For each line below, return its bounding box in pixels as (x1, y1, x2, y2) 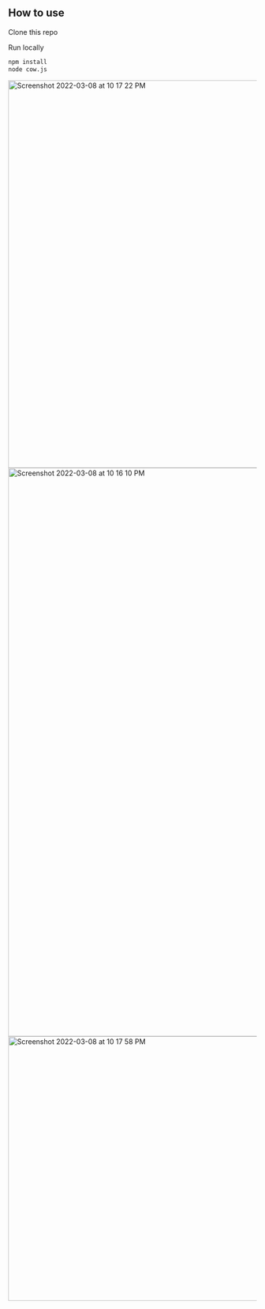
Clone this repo (8, 27, 58, 36)
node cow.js (8, 65, 47, 74)
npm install (8, 58, 47, 66)
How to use (8, 6, 65, 20)
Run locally (8, 43, 44, 52)
